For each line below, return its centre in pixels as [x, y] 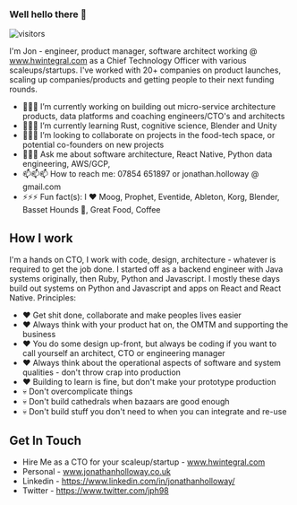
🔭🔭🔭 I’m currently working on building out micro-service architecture [148, 107]
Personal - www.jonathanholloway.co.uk [97, 471]
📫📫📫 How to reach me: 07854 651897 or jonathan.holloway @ [140, 174]
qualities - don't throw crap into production [102, 372]
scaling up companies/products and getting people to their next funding [142, 80]
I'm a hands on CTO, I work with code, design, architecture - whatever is [143, 260]
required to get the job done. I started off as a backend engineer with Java [146, 269]
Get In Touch [46, 440]
